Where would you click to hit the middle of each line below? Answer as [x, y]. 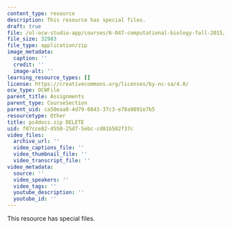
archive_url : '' [36, 142]
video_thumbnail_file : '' [51, 154]
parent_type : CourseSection [47, 103]
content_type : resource [41, 13]
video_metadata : [30, 167]
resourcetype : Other [37, 116]
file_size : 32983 [32, 39]
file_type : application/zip [47, 45]
